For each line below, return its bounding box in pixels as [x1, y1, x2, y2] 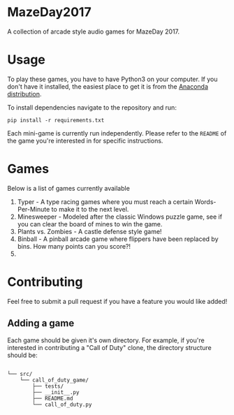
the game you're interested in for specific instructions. [7, 136, 163, 145]
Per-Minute [17, 205, 50, 213]
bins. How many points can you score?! [17, 242, 131, 250]
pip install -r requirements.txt [7, 117, 105, 124]
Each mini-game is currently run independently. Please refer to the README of [7, 129, 227, 137]
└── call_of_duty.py [32, 401, 92, 408]
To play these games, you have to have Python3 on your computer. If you [7, 75, 218, 83]
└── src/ [7, 370, 33, 377]
